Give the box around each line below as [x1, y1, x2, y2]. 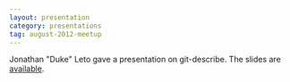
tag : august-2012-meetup [9, 29, 102, 38]
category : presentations [9, 21, 102, 30]
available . [9, 63, 45, 74]
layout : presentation [9, 12, 90, 22]
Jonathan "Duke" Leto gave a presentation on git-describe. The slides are [9, 54, 282, 65]
